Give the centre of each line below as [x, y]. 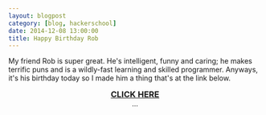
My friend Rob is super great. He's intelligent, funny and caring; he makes [131, 61]
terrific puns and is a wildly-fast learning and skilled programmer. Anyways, [133, 70]
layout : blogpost [37, 16]
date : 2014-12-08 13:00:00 [53, 31]
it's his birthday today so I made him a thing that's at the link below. [120, 78]
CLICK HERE [135, 95]
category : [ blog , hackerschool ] [62, 23]
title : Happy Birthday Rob [53, 38]
